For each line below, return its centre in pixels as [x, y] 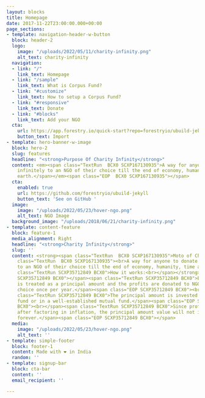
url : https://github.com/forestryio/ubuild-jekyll [83, 193]
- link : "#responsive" [41, 102]
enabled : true [35, 188]
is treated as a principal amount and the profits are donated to [103, 284]
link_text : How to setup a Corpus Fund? [69, 97]
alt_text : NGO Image [43, 216]
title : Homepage [27, 18]
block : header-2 [32, 40]
